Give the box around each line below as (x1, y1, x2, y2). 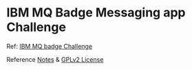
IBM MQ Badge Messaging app (6, 5, 186, 21)
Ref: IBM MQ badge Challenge (6, 42, 93, 50)
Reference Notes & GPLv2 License (6, 55, 104, 63)
